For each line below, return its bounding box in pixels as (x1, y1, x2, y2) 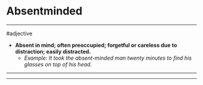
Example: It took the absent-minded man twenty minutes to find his (24, 54, 192, 61)
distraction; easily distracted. (14, 48, 91, 55)
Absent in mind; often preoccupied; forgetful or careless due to (14, 41, 177, 49)
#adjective (6, 30, 33, 37)
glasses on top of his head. (24, 60, 92, 68)
